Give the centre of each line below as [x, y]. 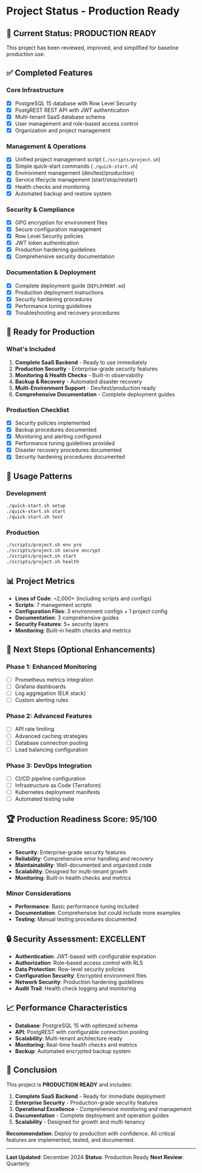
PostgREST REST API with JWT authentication [72, 110]
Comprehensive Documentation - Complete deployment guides [95, 394]
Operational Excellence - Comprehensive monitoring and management [103, 1109]
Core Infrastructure [35, 90]
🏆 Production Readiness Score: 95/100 [82, 819]
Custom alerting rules [41, 700]
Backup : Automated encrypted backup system [73, 1051]
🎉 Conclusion [32, 1070]
